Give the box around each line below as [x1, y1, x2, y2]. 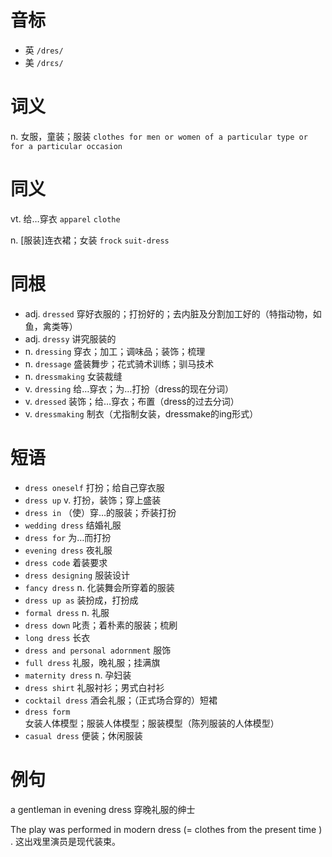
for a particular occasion [10, 141, 123, 151]
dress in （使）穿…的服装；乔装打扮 [24, 506, 177, 518]
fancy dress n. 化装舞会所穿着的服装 [24, 581, 175, 593]
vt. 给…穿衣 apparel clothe [10, 212, 121, 225]
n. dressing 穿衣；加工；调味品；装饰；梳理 [24, 345, 206, 357]
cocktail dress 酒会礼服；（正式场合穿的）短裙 [24, 694, 218, 706]
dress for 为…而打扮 [24, 531, 112, 543]
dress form [24, 707, 71, 717]
